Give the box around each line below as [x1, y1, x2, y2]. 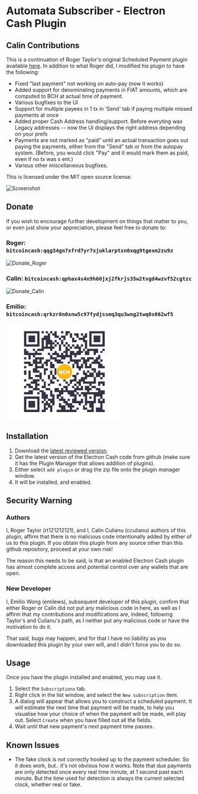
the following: [6, 69, 40, 75]
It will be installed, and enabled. [14, 478, 92, 486]
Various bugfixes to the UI [14, 99, 79, 106]
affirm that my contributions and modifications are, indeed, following [6, 610, 173, 618]
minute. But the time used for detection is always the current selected [14, 774, 184, 782]
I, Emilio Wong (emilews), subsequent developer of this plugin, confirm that [6, 598, 189, 605]
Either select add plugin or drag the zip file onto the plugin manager [14, 466, 180, 473]
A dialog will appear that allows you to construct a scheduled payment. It [14, 697, 192, 705]
